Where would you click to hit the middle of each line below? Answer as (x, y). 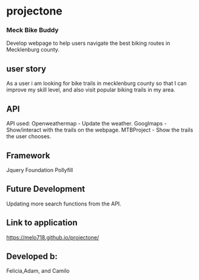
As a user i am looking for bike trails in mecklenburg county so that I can (96, 84)
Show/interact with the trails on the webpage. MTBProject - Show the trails (100, 130)
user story (26, 69)
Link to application (42, 223)
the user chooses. (29, 136)
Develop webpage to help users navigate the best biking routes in (88, 43)
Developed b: (32, 256)
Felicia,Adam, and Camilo (38, 271)
